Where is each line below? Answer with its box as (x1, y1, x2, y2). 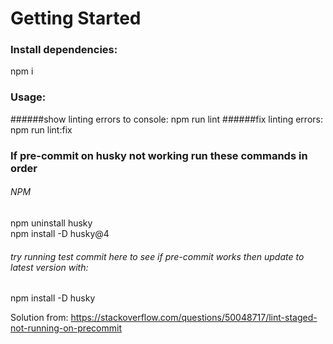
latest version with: (10, 261, 89, 273)
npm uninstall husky (10, 217, 93, 229)
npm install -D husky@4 (10, 227, 110, 239)
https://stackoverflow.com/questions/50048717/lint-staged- (70, 312, 318, 324)
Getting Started (10, 7, 142, 30)
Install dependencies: (10, 43, 118, 57)
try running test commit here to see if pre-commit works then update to (10, 250, 305, 262)
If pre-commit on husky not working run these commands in (10, 148, 308, 162)
